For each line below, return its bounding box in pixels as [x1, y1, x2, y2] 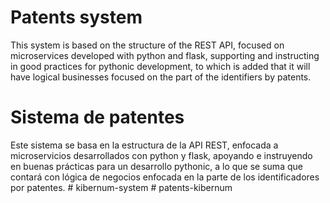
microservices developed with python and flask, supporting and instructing [10, 49, 320, 61]
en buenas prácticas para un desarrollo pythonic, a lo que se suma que [10, 160, 303, 172]
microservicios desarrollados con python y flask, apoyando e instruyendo [10, 149, 313, 161]
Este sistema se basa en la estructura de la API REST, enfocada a [10, 139, 279, 151]
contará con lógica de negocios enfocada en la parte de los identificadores [10, 171, 320, 183]
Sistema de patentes [10, 106, 185, 129]
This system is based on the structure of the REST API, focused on [10, 39, 285, 51]
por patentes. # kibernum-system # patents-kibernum [10, 181, 233, 193]
